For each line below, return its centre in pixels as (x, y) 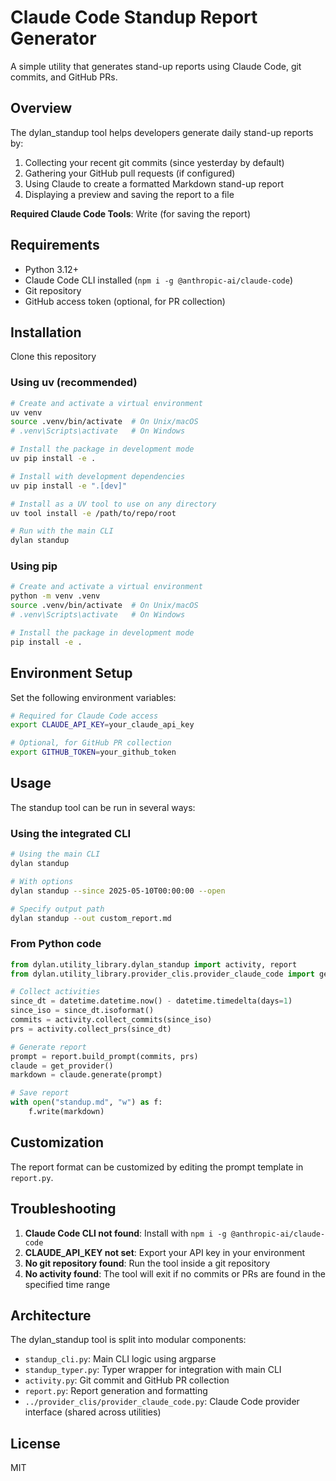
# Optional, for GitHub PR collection (91, 743)
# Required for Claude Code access (84, 716)
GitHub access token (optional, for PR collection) (125, 301)
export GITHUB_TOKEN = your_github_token (93, 752)
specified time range (67, 1284)
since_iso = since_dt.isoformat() (82, 1011)
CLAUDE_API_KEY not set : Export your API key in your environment (165, 1252)
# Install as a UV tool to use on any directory (113, 504)
